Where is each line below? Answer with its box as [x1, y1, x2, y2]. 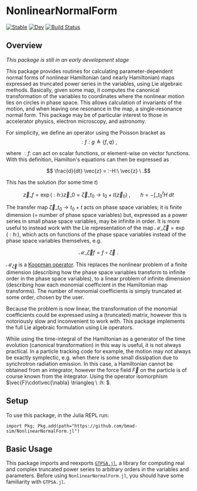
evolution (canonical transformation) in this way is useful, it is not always [6, 341, 182, 348]
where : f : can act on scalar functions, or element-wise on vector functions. [6, 149, 191, 156]
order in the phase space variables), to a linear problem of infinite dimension [6, 275, 191, 282]
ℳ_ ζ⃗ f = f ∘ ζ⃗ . [78, 249, 119, 256]
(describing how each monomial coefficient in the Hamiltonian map [6, 281, 168, 288]
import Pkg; [6, 423, 35, 429]
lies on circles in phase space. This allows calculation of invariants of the [6, 99, 182, 106]
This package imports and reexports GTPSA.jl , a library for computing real [6, 460, 185, 467]
